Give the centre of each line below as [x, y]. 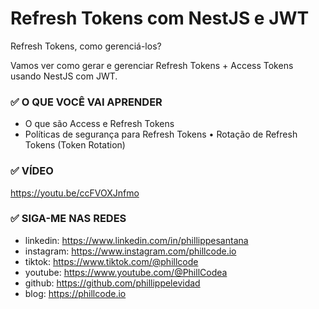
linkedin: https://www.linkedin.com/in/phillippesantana [136, 240]
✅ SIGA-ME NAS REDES [68, 219]
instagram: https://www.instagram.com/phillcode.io [130, 251]
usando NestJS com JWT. [64, 76]
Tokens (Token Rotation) [75, 145]
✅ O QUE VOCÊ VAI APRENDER [86, 102]
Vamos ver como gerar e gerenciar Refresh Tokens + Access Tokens [152, 65]
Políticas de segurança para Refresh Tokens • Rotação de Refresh [161, 134]
